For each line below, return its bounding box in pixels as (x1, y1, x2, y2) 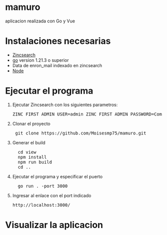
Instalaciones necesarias (5, 35, 111, 47)
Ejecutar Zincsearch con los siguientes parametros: (12, 102, 118, 108)
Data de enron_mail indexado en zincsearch (12, 62, 102, 68)
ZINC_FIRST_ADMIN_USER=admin (12, 111, 83, 117)
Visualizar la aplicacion (5, 220, 103, 231)
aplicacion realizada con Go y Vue (5, 18, 76, 24)
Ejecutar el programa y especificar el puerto (12, 173, 103, 179)
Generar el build (12, 139, 46, 145)
